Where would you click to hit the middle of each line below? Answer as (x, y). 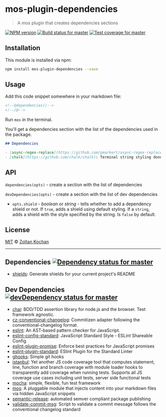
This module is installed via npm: (38, 60)
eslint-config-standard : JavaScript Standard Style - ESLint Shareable (83, 336)
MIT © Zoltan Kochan (27, 242)
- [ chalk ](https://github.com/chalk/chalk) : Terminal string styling (78, 157)
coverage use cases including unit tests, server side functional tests (82, 378)
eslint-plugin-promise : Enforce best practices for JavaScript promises (83, 346)
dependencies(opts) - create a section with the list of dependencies (74, 184)
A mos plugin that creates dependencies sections (68, 23)
